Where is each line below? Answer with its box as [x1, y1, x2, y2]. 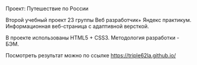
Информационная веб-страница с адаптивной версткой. [5, 23, 149, 30]
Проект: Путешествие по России [5, 5, 89, 12]
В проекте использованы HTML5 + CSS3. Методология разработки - [5, 34, 180, 41]
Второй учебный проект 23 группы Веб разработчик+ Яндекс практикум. [5, 17, 192, 23]
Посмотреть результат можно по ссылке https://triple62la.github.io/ [5, 52, 176, 58]
